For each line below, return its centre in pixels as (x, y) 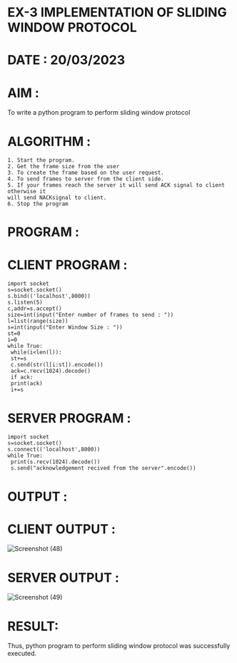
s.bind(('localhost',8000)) (49, 297)
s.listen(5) (25, 303)
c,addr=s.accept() (35, 309)
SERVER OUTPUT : (64, 577)
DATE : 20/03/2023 (66, 60)
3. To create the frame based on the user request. (86, 173)
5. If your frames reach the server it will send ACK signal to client (116, 185)
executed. (22, 654)
